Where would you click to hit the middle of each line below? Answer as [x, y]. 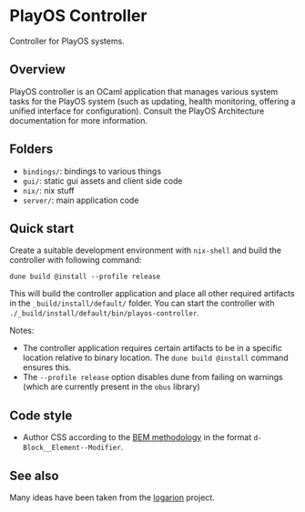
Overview [38, 70]
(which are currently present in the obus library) [111, 387]
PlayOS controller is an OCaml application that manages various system [144, 91]
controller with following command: [76, 260]
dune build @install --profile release [85, 277]
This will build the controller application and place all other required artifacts [152, 294]
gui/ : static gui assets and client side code [102, 181]
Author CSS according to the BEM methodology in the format [137, 437]
